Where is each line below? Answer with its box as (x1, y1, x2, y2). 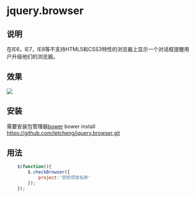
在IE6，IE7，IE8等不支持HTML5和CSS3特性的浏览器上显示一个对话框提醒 (6, 46, 184, 52)
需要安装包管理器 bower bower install (6, 122, 96, 130)
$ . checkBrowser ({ (28, 169, 70, 175)
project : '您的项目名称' (38, 175, 91, 181)
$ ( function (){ (17, 163, 52, 170)
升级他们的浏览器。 (11, 53, 58, 60)
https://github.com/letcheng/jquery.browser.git (6, 129, 120, 136)
